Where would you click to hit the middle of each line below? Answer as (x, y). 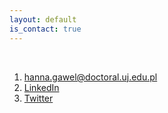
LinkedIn (41, 87)
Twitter (38, 98)
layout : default (43, 19)
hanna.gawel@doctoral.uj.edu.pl (90, 77)
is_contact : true (45, 29)
